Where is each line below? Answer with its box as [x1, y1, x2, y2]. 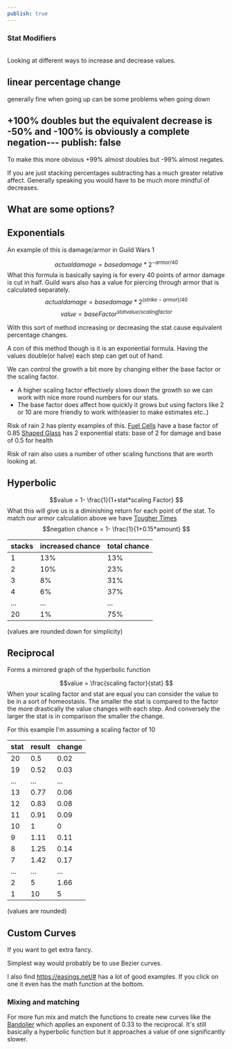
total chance [107, 541, 150, 551]
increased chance [39, 541, 101, 551]
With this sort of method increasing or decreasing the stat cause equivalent [7, 323, 223, 331]
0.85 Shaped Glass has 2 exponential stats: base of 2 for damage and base [7, 429, 222, 437]
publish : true [7, 10, 48, 17]
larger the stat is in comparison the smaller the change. [7, 712, 165, 720]
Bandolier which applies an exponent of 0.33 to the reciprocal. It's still [7, 1021, 206, 1029]
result [30, 742, 51, 752]
